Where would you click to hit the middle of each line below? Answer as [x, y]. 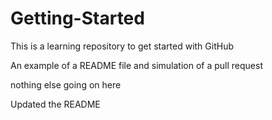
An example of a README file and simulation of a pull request [136, 65]
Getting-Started [77, 18]
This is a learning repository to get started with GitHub [122, 46]
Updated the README [55, 104]
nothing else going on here [66, 84]
